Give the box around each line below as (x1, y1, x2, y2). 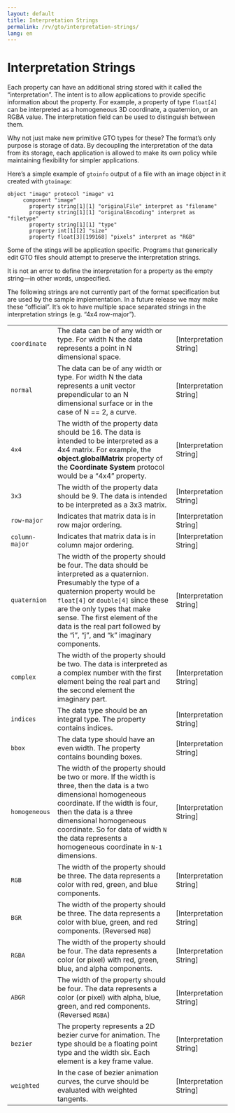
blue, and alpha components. (57, 964, 152, 974)
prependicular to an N (57, 390, 129, 400)
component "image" (22, 197, 77, 204)
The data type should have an (57, 734, 155, 744)
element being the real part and (57, 677, 161, 687)
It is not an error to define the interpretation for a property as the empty (7, 267, 213, 275)
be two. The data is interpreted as (57, 659, 168, 669)
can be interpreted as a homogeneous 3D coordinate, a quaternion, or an (7, 106, 218, 114)
